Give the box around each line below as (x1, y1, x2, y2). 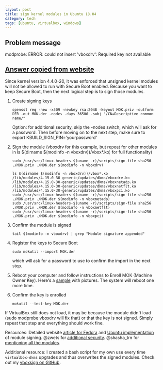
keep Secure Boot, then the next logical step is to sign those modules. (5, 88, 145, 94)
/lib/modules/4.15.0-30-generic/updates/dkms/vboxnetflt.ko (12, 184, 136, 189)
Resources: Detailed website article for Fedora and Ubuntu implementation (5, 329, 154, 335)
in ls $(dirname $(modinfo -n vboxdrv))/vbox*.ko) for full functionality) (12, 149, 153, 155)
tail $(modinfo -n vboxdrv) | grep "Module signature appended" (12, 231, 145, 236)
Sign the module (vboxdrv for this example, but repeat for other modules (12, 144, 157, 150)
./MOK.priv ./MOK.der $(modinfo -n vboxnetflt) (12, 205, 110, 210)
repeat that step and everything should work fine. (5, 320, 104, 326)
